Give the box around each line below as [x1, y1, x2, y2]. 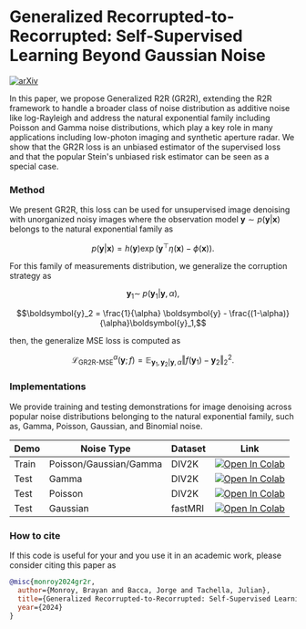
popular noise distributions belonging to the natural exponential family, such [9, 410, 294, 421]
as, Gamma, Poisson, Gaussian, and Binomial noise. [9, 420, 203, 431]
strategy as [9, 270, 52, 281]
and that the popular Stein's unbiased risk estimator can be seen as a [9, 150, 270, 161]
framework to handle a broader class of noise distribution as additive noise [9, 102, 291, 113]
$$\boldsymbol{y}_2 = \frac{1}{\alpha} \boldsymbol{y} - [16, 307, 228, 318]
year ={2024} [17, 603, 64, 612]
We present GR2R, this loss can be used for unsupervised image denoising [9, 204, 291, 215]
